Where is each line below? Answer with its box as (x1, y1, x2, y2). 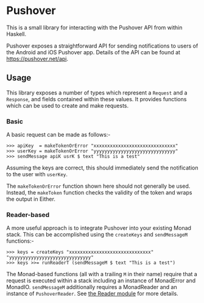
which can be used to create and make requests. (6, 102, 129, 109)
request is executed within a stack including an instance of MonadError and (6, 277, 196, 284)
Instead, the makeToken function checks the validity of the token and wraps (6, 189, 192, 196)
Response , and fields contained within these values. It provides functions (6, 95, 187, 102)
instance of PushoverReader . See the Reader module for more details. (6, 290, 178, 298)
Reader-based (6, 210, 50, 219)
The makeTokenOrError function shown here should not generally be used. (6, 182, 191, 190)
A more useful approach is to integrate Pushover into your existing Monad (6, 224, 192, 232)
